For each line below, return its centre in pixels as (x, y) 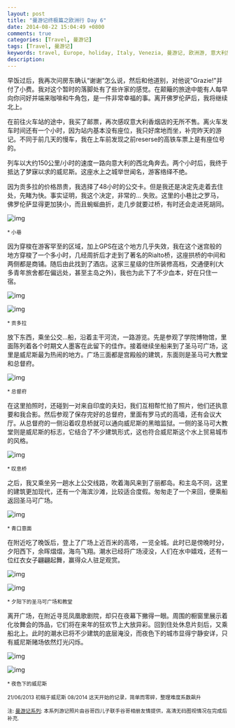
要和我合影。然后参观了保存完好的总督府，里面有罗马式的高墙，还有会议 (111, 414)
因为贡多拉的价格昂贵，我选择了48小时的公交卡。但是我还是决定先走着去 (112, 186)
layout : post (26, 14)
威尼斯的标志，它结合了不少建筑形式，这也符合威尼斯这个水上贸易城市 (127, 432)
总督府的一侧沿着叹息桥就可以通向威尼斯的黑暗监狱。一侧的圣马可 (120, 423)
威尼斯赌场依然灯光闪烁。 (50, 642)
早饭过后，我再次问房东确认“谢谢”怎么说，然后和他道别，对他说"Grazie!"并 (115, 80)
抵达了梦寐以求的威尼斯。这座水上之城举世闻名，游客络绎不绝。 (99, 171)
